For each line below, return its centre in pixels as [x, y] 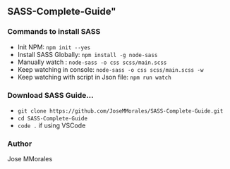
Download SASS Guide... [50, 95]
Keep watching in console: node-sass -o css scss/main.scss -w [110, 69]
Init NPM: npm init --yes [54, 47]
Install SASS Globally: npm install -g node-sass [87, 54]
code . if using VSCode [52, 125]
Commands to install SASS [54, 32]
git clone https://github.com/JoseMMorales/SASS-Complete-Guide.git [120, 111]
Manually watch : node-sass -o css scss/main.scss [92, 62]
